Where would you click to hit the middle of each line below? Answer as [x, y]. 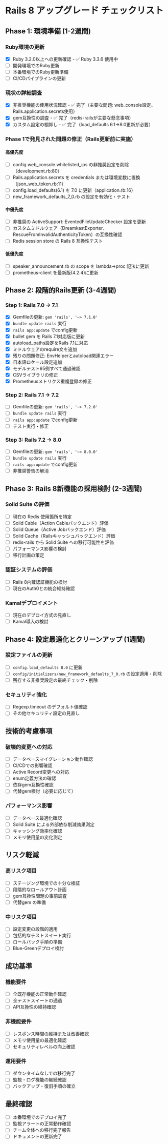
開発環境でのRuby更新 [36, 65]
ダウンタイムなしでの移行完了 [44, 1073]
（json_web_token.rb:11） [39, 184]
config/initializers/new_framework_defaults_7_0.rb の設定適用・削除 [87, 674]
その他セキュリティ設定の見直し [46, 713]
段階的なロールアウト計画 [40, 889]
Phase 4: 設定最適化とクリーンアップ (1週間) [75, 639]
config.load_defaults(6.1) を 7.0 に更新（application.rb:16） [74, 190]
